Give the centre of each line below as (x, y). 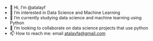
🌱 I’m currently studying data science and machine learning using (76, 18)
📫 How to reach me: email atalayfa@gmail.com (58, 33)
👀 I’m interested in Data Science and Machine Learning (65, 13)
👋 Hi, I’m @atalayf (28, 7)
